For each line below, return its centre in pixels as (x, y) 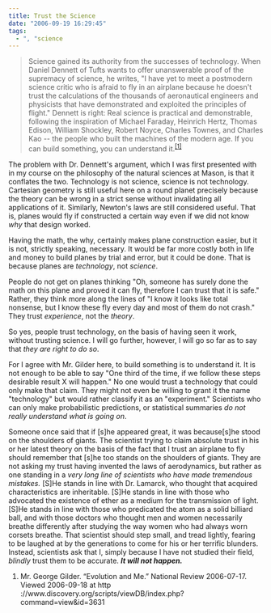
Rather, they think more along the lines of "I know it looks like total (118, 298)
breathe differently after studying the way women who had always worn (128, 526)
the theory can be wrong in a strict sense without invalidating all (115, 198)
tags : (17, 31)
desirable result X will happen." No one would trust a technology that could (133, 382)
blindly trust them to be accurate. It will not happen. (95, 560)
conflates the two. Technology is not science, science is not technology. (129, 181)
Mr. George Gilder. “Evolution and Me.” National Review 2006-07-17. (133, 576)
